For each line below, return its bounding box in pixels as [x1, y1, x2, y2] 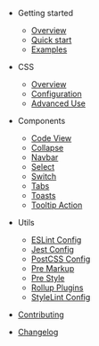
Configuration [30, 89, 82, 99]
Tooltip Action [30, 200, 83, 210]
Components [17, 116, 66, 126]
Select [30, 162, 55, 172]
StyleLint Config [30, 292, 91, 302]
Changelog [17, 327, 59, 337]
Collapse [30, 143, 64, 153]
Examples [30, 44, 68, 55]
